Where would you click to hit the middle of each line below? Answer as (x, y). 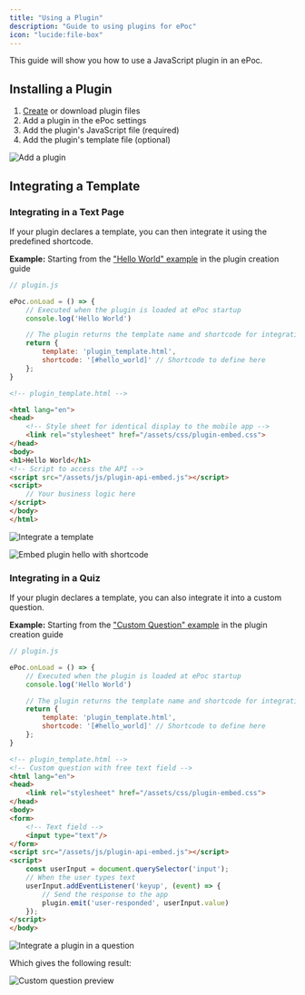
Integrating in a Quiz (55, 577)
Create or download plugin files (81, 111)
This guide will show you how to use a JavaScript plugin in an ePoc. (136, 61)
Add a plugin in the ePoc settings (84, 121)
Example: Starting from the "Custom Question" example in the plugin (138, 625)
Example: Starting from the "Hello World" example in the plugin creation (144, 259)
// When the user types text (81, 878)
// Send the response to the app (105, 894)
